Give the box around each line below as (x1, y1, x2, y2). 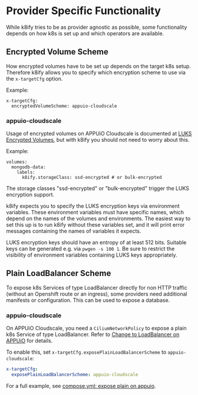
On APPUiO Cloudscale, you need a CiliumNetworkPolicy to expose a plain (6, 325, 187, 332)
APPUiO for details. (6, 337, 53, 344)
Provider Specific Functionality (6, 4, 161, 18)
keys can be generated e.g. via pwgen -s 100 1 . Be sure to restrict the (6, 245, 175, 253)
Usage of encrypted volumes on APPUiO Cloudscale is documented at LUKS (6, 130, 192, 137)
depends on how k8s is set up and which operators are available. (6, 29, 164, 36)
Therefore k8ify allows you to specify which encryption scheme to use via (6, 69, 186, 76)
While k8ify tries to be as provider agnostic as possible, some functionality (6, 24, 187, 31)
